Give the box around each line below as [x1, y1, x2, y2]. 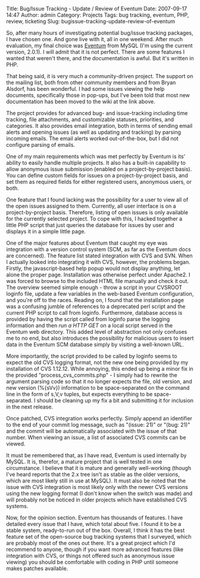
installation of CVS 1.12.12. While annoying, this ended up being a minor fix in [6, 365, 193, 372]
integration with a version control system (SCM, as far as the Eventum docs [6, 246, 192, 253]
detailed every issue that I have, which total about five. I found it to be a [6, 521, 182, 527]
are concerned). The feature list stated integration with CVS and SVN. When [6, 252, 193, 259]
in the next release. [6, 403, 54, 410]
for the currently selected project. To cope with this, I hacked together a [6, 215, 183, 222]
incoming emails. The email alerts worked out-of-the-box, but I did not [6, 135, 179, 142]
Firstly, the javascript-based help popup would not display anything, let [6, 265, 180, 272]
